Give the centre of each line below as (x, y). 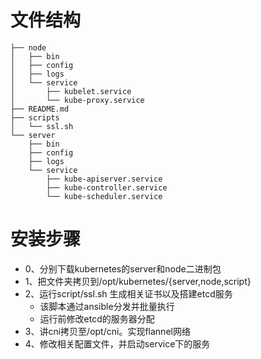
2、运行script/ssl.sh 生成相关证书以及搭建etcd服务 (128, 293)
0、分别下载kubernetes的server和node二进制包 (123, 268)
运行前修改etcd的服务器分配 (97, 318)
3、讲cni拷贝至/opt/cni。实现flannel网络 (107, 331)
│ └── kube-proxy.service (77, 100)
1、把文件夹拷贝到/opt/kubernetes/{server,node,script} (138, 281)
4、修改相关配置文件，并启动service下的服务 (117, 343)
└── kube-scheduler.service (104, 196)
